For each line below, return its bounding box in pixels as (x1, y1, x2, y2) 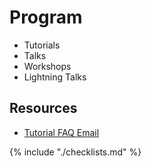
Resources (9, 100, 78, 117)
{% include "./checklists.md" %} (9, 146, 142, 158)
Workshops (23, 60, 72, 72)
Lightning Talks (23, 71, 87, 83)
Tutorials (23, 39, 61, 51)
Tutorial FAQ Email (23, 126, 100, 138)
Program (9, 6, 83, 29)
